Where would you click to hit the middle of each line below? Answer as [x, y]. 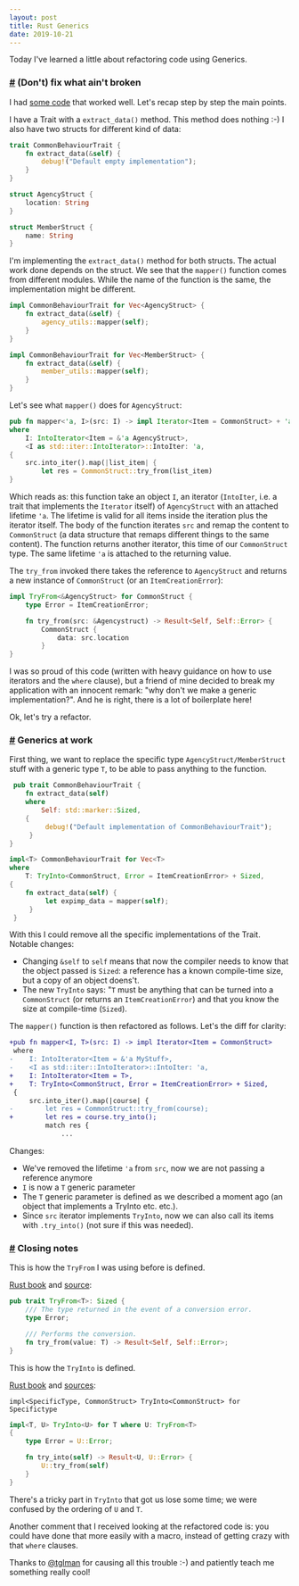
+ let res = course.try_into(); [83, 1117]
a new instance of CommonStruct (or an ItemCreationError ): [117, 580]
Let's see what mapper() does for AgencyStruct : [96, 405]
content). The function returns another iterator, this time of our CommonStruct [149, 544]
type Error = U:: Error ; [69, 1441]
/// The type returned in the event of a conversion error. [139, 1310]
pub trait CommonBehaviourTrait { [77, 785]
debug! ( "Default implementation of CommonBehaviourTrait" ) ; [159, 826]
